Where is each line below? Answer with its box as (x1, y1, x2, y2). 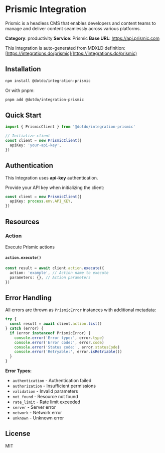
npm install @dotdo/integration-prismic (5, 78, 91, 83)
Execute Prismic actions (5, 244, 55, 250)
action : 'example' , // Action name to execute (10, 270, 109, 275)
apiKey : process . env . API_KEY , (10, 199, 73, 204)
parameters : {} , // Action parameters (10, 275, 91, 280)
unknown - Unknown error (12, 415, 64, 421)
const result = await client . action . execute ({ (5, 265, 104, 271)
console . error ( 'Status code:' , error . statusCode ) (14, 344, 120, 350)
